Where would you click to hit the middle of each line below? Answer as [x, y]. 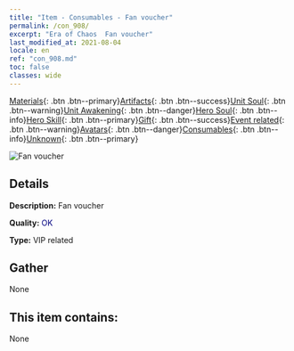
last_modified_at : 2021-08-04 [65, 42]
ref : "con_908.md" [43, 59]
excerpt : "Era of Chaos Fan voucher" [81, 34]
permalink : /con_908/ [49, 26]
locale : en [29, 51]
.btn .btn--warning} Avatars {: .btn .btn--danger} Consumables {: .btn [132, 129]
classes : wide [36, 76]
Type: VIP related [41, 240]
